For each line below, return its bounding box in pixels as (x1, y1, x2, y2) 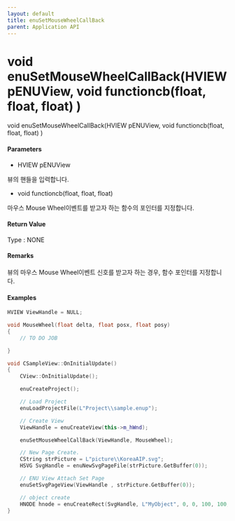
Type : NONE (7, 236, 45, 244)
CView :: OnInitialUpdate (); (20, 373, 99, 380)
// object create (20, 494, 71, 501)
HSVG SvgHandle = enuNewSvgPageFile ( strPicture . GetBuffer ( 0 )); (20, 462, 208, 470)
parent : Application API (7, 23, 80, 30)
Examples (7, 293, 37, 302)
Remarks (7, 252, 34, 260)
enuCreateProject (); (20, 386, 80, 393)
